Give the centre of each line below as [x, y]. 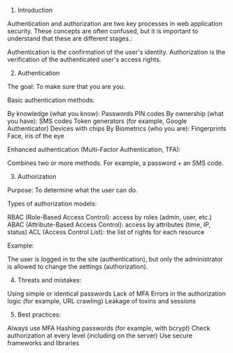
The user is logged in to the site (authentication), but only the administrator [115, 259]
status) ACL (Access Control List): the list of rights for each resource [106, 232]
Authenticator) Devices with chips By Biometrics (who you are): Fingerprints [117, 128]
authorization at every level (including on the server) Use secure [100, 336]
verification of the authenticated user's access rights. [84, 59]
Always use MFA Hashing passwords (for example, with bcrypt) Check [109, 328]
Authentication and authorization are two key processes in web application [115, 23]
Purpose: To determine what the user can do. [72, 190]
